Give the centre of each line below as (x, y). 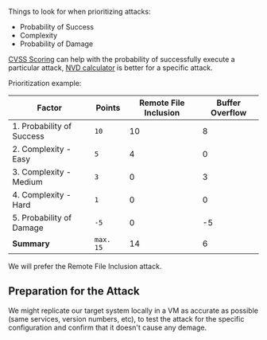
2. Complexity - (42, 149)
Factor (49, 108)
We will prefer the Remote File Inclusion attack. (85, 266)
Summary (31, 244)
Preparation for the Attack (74, 291)
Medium (27, 182)
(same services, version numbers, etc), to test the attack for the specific (126, 319)
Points (108, 108)
